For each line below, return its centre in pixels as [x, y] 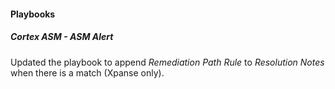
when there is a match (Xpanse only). [87, 72]
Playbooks [33, 14]
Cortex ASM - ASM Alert [62, 37]
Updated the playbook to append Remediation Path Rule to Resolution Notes [167, 62]
